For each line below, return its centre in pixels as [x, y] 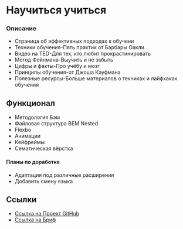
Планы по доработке [33, 162]
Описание [21, 29]
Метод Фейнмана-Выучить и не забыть [64, 60]
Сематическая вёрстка [44, 148]
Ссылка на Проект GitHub [47, 214]
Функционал [31, 103]
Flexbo [23, 130]
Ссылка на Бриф [35, 220]
